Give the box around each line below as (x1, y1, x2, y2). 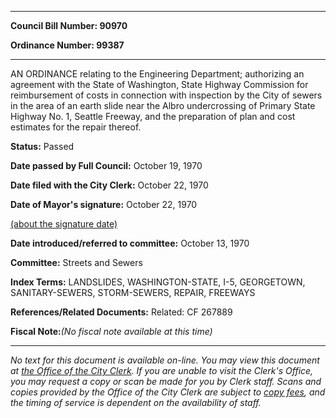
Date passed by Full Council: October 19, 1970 (10, 160, 203, 171)
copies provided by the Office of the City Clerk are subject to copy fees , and (10, 386, 326, 398)
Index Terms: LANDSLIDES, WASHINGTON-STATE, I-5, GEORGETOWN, (10, 276, 306, 288)
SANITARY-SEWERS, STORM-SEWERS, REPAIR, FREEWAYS (10, 287, 256, 298)
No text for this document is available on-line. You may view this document (10, 354, 320, 366)
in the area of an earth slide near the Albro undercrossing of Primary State (10, 100, 316, 111)
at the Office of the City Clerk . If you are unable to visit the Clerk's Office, (10, 365, 314, 376)
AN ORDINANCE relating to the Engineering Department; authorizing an (10, 68, 305, 80)
